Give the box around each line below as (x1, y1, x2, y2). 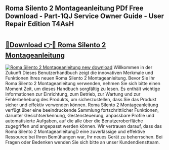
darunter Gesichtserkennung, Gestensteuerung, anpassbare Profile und (5, 113, 154, 118)
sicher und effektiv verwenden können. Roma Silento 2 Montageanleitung (5, 102, 158, 108)
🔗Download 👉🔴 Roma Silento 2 (5, 40, 106, 49)
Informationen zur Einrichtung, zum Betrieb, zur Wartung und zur (5, 91, 141, 97)
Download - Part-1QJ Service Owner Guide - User (5, 12, 164, 21)
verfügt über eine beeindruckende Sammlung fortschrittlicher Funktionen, (5, 107, 159, 113)
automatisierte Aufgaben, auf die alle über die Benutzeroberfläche (5, 118, 143, 124)
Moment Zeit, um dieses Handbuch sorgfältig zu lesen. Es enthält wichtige (5, 86, 160, 92)
